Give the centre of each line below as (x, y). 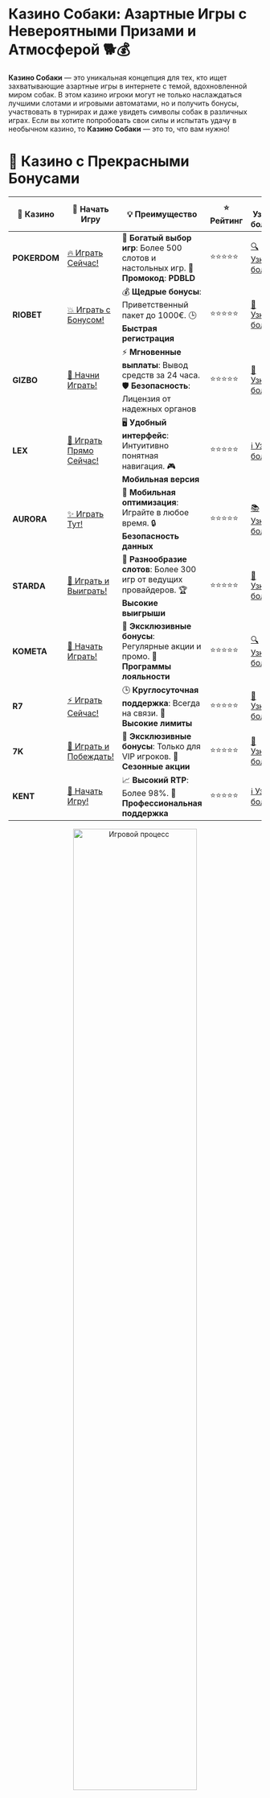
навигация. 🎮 (149, 466)
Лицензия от (146, 398)
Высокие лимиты (157, 723)
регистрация (148, 338)
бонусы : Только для (161, 746)
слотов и (139, 258)
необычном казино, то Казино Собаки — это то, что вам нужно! (119, 129)
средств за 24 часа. (161, 375)
